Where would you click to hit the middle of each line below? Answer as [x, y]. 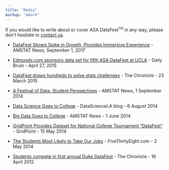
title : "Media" [21, 10]
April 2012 [23, 162]
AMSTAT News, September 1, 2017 [49, 50]
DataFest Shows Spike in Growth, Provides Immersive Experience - [83, 45]
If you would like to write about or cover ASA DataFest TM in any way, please [84, 29]
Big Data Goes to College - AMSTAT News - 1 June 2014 [72, 116]
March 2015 [25, 81]
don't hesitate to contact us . [35, 35]
